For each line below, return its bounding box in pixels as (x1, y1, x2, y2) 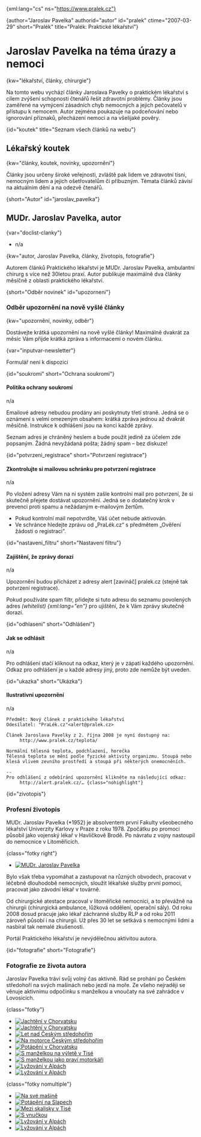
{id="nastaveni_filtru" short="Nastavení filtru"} (6, 539, 122, 547)
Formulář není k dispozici (6, 358, 68, 366)
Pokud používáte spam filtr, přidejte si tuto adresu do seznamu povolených (6, 596, 191, 603)
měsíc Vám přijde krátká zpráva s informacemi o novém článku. (6, 335, 163, 342)
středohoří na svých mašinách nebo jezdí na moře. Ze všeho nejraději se (6, 982, 185, 989)
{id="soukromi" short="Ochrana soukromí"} (6, 370, 115, 377)
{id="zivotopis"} (6, 790, 46, 797)
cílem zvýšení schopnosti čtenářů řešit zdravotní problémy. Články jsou (6, 95, 182, 102)
